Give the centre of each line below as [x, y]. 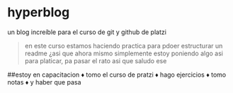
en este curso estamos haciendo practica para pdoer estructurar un [124, 45]
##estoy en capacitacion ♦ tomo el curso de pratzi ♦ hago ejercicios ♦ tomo [117, 75]
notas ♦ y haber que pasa [44, 82]
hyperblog [39, 12]
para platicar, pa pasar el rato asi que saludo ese [96, 60]
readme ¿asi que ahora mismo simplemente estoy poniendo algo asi [124, 53]
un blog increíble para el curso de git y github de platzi [87, 32]
